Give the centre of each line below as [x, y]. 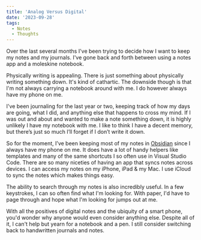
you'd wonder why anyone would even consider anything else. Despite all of [100, 218]
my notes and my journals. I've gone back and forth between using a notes [99, 58]
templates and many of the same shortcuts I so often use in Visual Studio [97, 156]
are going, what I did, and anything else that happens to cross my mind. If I [98, 113]
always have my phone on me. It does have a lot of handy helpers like [92, 150]
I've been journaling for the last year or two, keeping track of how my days [98, 106]
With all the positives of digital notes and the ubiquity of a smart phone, [94, 211]
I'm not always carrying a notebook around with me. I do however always [97, 88]
